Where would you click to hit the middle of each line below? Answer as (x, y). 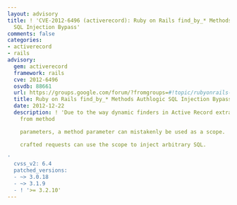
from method (37, 119)
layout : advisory (33, 14)
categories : (25, 40)
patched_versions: (41, 170)
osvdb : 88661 (33, 86)
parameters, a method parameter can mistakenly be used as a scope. (123, 131)
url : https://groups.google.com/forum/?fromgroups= (91, 93)
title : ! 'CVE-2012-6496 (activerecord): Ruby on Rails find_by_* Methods (120, 20)
